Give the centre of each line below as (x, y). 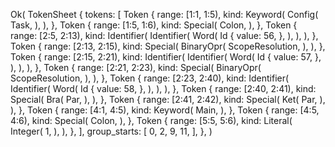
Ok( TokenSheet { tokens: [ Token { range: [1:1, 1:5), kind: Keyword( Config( (164, 14)
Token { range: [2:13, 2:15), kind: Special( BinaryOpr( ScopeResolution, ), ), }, (168, 46)
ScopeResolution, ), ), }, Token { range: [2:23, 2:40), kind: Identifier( (150, 78)
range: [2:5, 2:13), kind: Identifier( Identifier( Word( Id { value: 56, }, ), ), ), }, (164, 35)
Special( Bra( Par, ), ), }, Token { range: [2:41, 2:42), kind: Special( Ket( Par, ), (168, 99)
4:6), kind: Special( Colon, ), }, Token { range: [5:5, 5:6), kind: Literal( (151, 120)
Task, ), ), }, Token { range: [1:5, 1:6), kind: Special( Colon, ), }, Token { (154, 25)
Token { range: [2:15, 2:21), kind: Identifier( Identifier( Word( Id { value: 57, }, (166, 57)
